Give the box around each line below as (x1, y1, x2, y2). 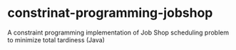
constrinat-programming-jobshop (7, 5, 213, 21)
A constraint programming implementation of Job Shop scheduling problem (7, 28, 230, 37)
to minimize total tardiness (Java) (7, 35, 106, 44)
